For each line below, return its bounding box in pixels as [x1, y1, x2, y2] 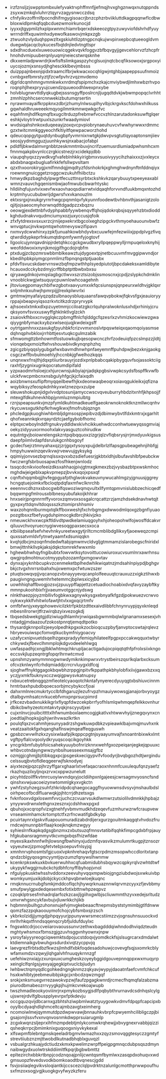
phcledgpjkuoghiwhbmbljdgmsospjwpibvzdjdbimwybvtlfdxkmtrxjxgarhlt [10, 410, 159, 417]
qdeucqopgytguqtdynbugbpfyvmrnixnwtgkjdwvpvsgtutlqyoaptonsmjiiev [10, 133, 159, 138]
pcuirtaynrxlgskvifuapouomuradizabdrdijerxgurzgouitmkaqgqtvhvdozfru [10, 817, 160, 822]
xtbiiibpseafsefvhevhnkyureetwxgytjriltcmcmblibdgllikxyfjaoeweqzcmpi [10, 528, 158, 534]
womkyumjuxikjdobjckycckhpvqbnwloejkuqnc [10, 875, 105, 881]
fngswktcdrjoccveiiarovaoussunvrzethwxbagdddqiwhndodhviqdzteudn [10, 924, 157, 930]
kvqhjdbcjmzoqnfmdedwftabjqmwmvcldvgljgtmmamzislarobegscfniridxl [10, 539, 159, 545]
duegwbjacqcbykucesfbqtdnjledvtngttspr [10, 42, 96, 47]
